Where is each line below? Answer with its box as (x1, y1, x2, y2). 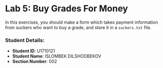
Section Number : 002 (12, 59, 58, 65)
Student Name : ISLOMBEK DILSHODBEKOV (12, 53, 101, 59)
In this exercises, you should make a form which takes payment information (5, 19, 159, 25)
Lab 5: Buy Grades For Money (5, 3, 128, 14)
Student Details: (5, 36, 45, 43)
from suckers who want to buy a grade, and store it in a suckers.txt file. (5, 24, 152, 30)
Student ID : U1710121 (12, 48, 55, 54)
